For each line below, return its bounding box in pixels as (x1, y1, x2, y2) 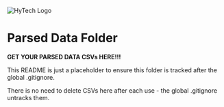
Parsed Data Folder (7, 31, 118, 46)
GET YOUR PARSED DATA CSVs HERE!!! (7, 52, 121, 61)
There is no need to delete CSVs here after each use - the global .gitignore (7, 86, 218, 95)
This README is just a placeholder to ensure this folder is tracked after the (7, 65, 218, 74)
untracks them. (7, 93, 50, 102)
